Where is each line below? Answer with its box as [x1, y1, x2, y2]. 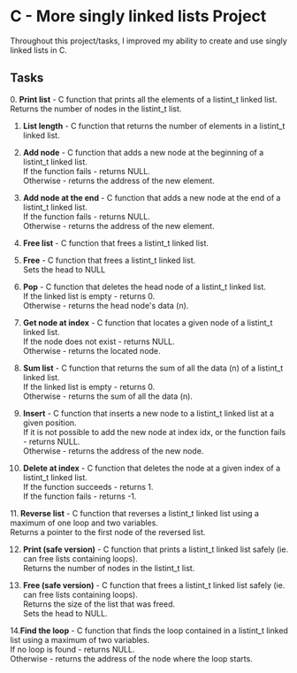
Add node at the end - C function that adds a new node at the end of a [22, 192, 281, 203]
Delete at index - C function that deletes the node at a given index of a [22, 463, 281, 473]
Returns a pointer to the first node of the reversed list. [10, 526, 206, 537]
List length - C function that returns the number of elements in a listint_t [22, 120, 286, 131]
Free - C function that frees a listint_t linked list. [22, 255, 196, 265]
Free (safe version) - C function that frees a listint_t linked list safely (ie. [22, 579, 286, 590]
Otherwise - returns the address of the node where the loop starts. [10, 653, 253, 664]
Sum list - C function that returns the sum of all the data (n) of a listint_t [22, 363, 284, 373]
